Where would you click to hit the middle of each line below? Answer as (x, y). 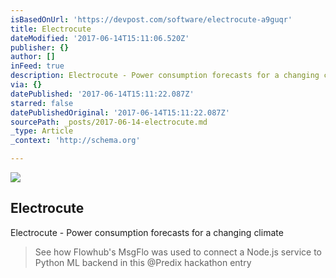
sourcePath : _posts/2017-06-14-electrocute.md (109, 122)
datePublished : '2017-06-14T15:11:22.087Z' (102, 94)
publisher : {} (40, 47)
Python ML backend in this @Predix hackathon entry (143, 262)
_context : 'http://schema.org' (75, 141)
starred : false (42, 103)
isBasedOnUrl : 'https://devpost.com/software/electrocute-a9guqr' (151, 19)
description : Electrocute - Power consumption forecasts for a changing (165, 76)
